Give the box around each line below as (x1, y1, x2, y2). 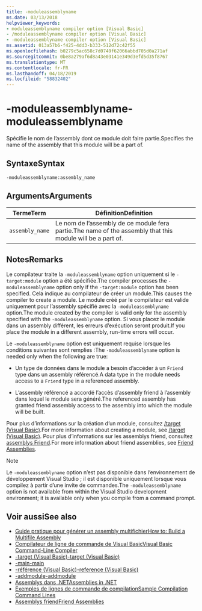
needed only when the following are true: (6, 352, 108, 360)
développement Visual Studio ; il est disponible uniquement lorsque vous (6, 475, 186, 482)
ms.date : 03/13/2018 (6, 14, 58, 20)
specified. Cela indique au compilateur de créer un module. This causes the (6, 290, 192, 297)
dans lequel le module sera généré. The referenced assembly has (14, 395, 176, 403)
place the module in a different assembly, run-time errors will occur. (6, 328, 174, 335)
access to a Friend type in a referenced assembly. (14, 377, 139, 384)
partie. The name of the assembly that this (55, 227, 173, 235)
